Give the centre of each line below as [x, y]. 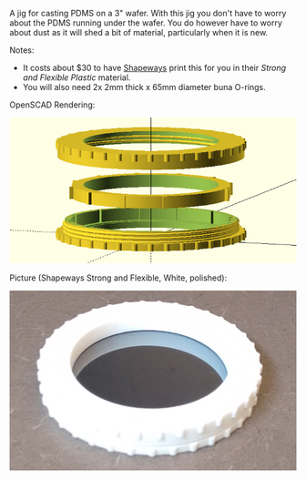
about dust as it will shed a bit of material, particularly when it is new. [139, 32]
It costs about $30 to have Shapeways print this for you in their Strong [154, 68]
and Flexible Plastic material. [76, 77]
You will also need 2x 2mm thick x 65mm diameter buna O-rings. [144, 87]
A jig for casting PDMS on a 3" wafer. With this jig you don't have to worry [148, 13]
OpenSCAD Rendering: [52, 105]
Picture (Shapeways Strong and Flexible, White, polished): [118, 278]
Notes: [22, 50]
